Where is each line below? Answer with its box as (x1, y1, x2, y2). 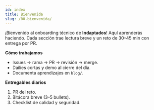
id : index (5, 7, 26, 12)
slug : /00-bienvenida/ (5, 16, 52, 21)
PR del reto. (12, 89, 36, 95)
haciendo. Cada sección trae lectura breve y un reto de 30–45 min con (5, 35, 150, 41)
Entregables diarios (5, 79, 46, 85)
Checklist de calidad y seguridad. (12, 100, 81, 106)
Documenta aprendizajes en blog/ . (12, 70, 84, 76)
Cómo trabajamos (5, 50, 43, 56)
